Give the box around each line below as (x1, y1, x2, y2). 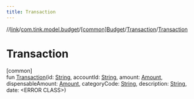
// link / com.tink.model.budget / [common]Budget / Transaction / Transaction (6, 26, 188, 33)
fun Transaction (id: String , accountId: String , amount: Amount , (6, 73, 163, 81)
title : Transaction (6, 9, 56, 15)
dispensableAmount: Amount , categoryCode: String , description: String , (6, 80, 187, 87)
